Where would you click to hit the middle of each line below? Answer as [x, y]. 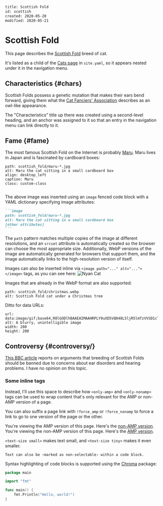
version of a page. [34, 402]
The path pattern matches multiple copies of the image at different [71, 238]
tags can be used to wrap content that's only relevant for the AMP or [73, 396]
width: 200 [16, 327]
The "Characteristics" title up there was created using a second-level [74, 115]
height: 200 [17, 331]
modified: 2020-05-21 [27, 20]
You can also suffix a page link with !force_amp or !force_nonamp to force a [79, 411]
